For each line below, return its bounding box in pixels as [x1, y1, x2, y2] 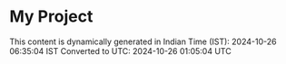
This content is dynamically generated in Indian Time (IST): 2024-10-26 [9, 36, 277, 47]
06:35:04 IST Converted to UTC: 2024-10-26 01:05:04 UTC [9, 45, 232, 56]
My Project [9, 6, 94, 27]
